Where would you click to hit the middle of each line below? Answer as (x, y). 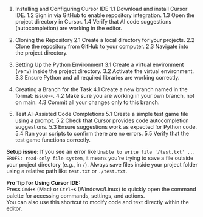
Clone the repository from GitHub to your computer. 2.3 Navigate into (102, 46)
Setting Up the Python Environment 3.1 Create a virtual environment (99, 64)
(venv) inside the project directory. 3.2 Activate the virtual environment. (105, 71)
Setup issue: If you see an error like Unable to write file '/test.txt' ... (101, 152)
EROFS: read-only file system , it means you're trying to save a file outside (100, 158)
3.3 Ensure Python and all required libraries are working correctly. (97, 77)
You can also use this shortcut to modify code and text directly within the (98, 202)
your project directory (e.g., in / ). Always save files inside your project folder (102, 164)
